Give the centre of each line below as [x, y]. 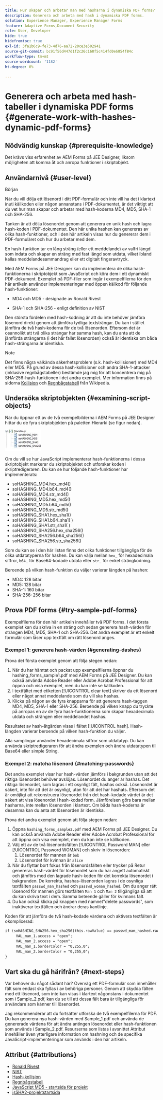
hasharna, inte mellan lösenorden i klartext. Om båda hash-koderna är [75, 805]
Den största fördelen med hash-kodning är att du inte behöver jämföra [75, 317]
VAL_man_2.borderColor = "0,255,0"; [53, 952]
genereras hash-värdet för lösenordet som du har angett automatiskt [81, 871]
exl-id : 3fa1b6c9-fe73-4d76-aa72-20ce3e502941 [53, 46]
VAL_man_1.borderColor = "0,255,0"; [53, 946]
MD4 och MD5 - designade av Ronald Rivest [56, 298]
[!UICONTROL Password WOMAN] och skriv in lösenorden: [71, 850]
